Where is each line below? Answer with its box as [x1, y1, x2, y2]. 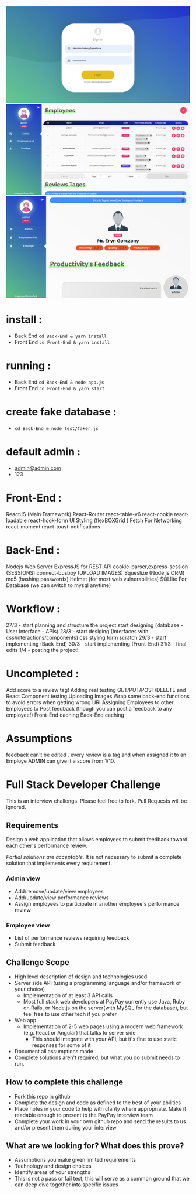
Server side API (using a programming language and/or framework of [14, 979, 181, 986]
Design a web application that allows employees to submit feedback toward [6, 836, 188, 843]
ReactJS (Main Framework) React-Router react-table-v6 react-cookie [6, 510, 173, 517]
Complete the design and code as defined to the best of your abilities [14, 1099, 181, 1106]
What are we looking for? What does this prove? [6, 1141, 184, 1151]
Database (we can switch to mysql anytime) [6, 581, 111, 589]
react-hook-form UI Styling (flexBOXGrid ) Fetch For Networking [28, 517, 182, 524]
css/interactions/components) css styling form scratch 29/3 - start [6, 634, 167, 641]
